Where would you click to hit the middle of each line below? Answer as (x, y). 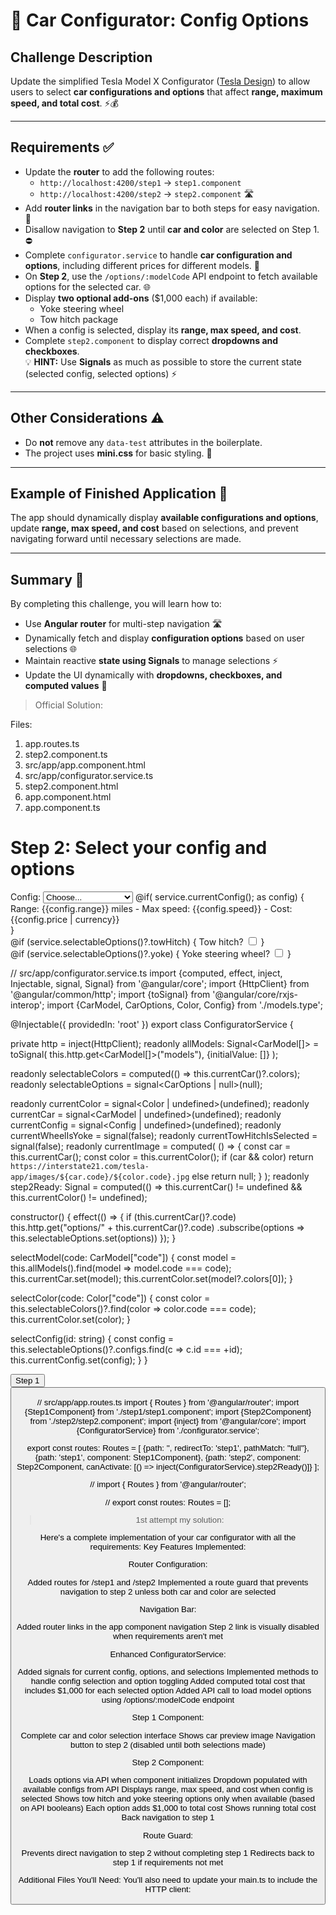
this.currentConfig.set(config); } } (79, 1360)
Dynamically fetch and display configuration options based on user (164, 638)
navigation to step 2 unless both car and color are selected (168, 1591)
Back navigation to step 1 (168, 1817)
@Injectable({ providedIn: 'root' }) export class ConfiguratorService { (152, 1025)
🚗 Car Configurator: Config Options (160, 20)
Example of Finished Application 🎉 (119, 494)
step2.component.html (71, 786)
